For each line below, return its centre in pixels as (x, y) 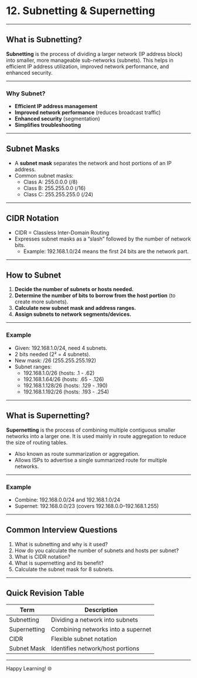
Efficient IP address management (56, 106)
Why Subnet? (26, 93)
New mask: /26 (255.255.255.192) (55, 360)
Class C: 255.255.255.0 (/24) (58, 194)
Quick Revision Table (45, 593)
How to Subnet (34, 275)
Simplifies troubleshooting (47, 125)
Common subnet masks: (44, 175)
